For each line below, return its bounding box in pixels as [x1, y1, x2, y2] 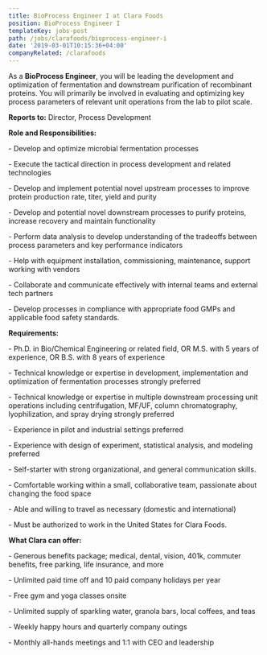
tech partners [8, 289, 54, 298]
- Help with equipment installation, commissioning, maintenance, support [8, 256, 251, 266]
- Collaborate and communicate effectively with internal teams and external [8, 280, 259, 290]
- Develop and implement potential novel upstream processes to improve [8, 183, 250, 193]
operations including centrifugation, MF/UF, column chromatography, [8, 401, 238, 410]
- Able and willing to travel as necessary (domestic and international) [8, 505, 236, 513]
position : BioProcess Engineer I [8, 19, 121, 27]
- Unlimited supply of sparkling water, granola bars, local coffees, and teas [8, 607, 256, 616]
